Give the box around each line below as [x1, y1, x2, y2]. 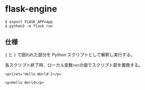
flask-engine [5, 3, 57, 15]
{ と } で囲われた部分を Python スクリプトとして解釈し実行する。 [5, 52, 135, 58]
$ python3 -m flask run [5, 23, 53, 29]
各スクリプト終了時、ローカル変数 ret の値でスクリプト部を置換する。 [5, 62, 143, 68]
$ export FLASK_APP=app [5, 19, 53, 24]
